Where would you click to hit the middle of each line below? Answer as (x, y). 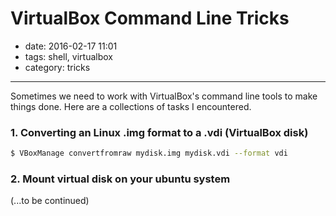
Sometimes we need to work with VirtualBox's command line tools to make (164, 96)
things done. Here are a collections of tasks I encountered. (131, 106)
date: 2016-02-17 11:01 (71, 46)
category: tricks (57, 67)
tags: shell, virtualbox (68, 56)
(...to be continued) (50, 201)
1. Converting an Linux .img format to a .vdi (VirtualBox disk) (159, 132)
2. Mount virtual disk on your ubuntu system (120, 179)
